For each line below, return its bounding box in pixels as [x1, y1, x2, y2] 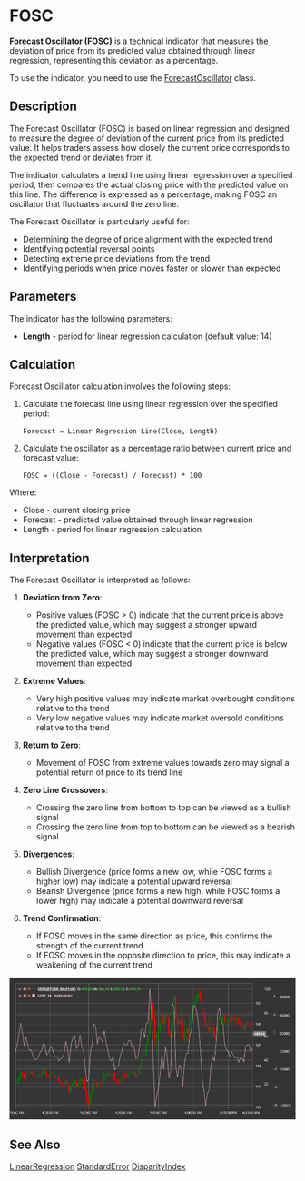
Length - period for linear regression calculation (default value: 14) [22, 331, 272, 342]
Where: [9, 487, 37, 498]
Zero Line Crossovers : [22, 785, 109, 796]
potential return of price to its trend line [35, 767, 183, 778]
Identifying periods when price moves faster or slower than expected [22, 263, 281, 273]
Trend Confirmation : [22, 913, 102, 924]
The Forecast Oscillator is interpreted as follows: [9, 574, 191, 586]
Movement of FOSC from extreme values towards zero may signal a [35, 758, 290, 769]
